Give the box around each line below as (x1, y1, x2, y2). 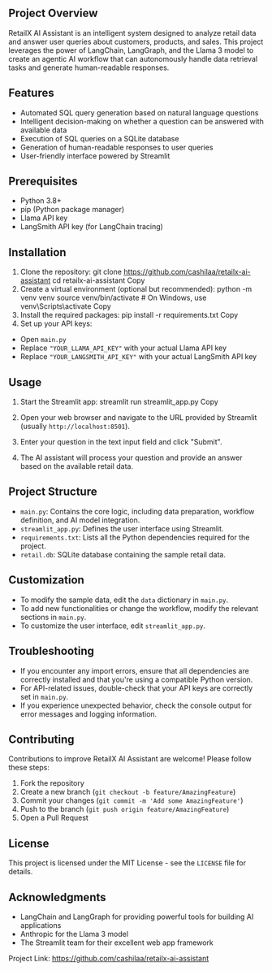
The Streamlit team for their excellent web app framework (19, 938, 214, 947)
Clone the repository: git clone (19, 267, 122, 277)
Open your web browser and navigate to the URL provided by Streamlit (19, 413, 257, 423)
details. (8, 867, 33, 877)
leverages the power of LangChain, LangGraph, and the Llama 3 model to (8, 45, 254, 55)
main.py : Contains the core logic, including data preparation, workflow (19, 506, 255, 516)
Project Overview (8, 7, 98, 20)
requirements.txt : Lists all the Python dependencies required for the (19, 532, 250, 542)
